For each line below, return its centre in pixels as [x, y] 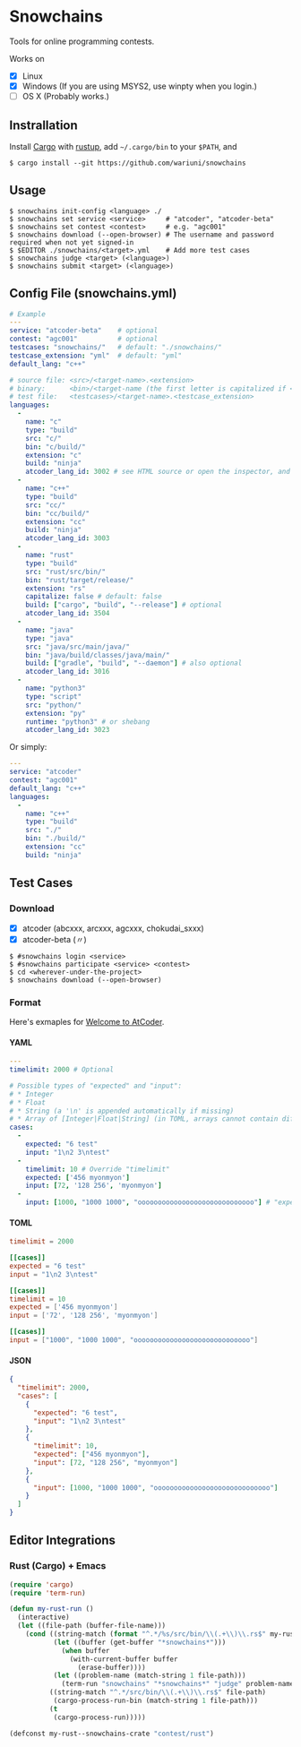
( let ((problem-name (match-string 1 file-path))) [150, 1676]
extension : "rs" [56, 589]
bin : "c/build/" [56, 447]
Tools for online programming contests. [82, 41]
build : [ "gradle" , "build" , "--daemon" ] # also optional [134, 663]
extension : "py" [56, 713]
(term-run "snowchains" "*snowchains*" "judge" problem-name [178, 1684]
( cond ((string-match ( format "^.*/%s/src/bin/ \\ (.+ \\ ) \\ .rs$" [146, 1634]
